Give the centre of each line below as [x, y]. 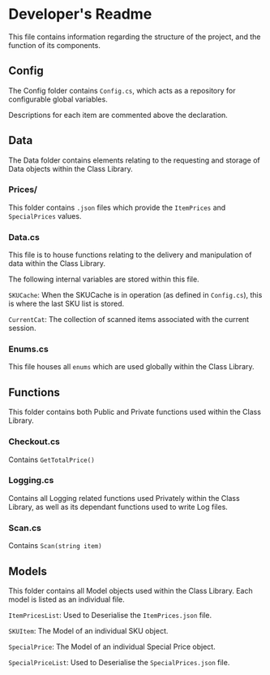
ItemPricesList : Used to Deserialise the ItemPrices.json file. [110, 615]
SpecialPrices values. [45, 216]
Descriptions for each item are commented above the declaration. [118, 115]
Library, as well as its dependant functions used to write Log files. [118, 507]
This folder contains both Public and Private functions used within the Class [135, 412]
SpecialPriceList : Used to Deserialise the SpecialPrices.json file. [119, 662]
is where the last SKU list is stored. [66, 304]
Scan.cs [25, 528]
